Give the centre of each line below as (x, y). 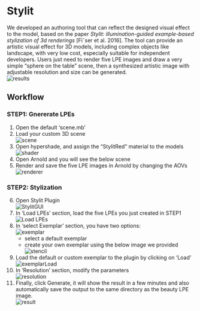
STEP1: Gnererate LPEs (41, 114)
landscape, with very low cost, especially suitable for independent (88, 53)
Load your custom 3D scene (50, 133)
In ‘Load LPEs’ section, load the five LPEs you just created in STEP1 (98, 213)
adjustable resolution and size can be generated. (67, 72)
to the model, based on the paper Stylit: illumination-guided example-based (100, 33)
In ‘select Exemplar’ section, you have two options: (78, 225)
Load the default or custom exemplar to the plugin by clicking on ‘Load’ (103, 257)
